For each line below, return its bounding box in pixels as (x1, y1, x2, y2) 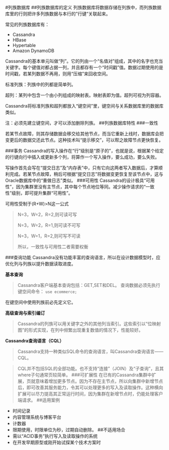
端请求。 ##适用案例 (17, 397, 60, 403)
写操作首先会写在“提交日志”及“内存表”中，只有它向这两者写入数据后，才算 (5, 165, 158, 171)
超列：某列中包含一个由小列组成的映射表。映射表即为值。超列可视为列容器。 (5, 92, 164, 98)
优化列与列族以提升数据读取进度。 (5, 261, 76, 267)
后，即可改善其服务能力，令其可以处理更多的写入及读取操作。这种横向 (17, 384, 163, 390)
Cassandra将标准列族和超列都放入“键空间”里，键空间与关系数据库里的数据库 (5, 103, 164, 109)
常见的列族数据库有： (5, 22, 49, 27)
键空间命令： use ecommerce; (17, 288, 77, 294)
